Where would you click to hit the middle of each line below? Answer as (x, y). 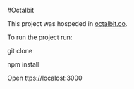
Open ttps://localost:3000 (45, 78)
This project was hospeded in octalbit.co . (67, 23)
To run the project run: (40, 37)
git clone (20, 51)
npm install (23, 64)
